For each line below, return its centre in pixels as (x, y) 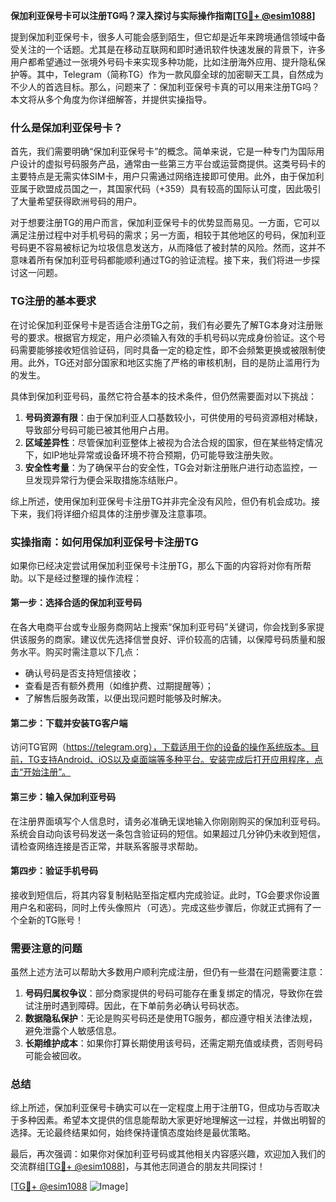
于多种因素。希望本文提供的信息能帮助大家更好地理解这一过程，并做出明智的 (168, 1120)
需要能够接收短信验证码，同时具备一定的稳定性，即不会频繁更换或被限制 (167, 350)
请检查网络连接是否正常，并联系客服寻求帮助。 (106, 846)
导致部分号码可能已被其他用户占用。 (99, 430)
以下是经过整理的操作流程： (84, 578)
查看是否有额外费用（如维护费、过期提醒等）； (119, 686)
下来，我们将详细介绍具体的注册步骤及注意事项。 (111, 513)
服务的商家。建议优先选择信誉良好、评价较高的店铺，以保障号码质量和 (172, 640)
